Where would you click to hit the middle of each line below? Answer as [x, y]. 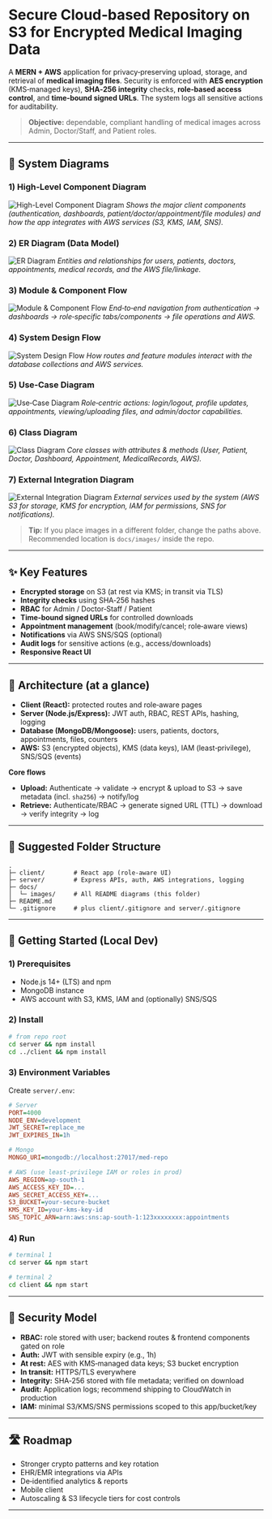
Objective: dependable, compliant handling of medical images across [144, 122]
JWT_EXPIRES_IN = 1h [39, 1135]
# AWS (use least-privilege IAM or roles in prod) [96, 1172]
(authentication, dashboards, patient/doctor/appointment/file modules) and [134, 214]
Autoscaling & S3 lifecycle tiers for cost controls [100, 1499]
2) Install [26, 1020]
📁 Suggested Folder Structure [85, 847]
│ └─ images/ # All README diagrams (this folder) [104, 894]
